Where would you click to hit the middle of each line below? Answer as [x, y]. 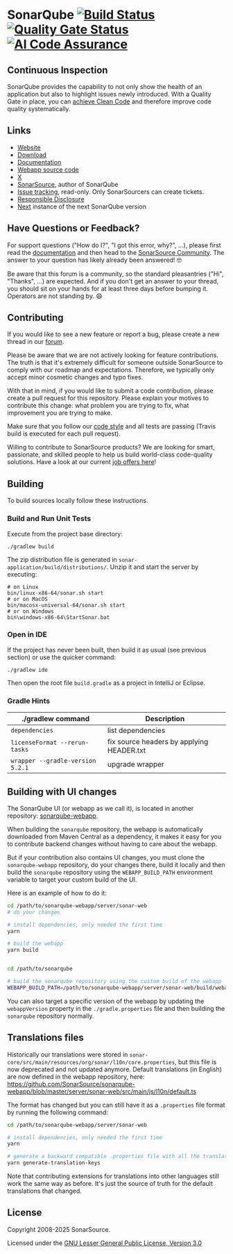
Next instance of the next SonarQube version [82, 206]
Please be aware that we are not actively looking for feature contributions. [113, 355]
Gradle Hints [29, 700]
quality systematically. [39, 109]
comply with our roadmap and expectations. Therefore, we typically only [111, 370]
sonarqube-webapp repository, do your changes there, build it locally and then [116, 864]
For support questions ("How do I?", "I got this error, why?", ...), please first [114, 245]
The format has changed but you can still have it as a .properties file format [116, 1105]
